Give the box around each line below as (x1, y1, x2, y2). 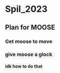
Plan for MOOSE (5, 23, 56, 32)
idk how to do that (5, 63, 43, 70)
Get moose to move (5, 38, 53, 45)
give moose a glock (5, 51, 53, 58)
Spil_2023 (5, 3, 48, 15)
